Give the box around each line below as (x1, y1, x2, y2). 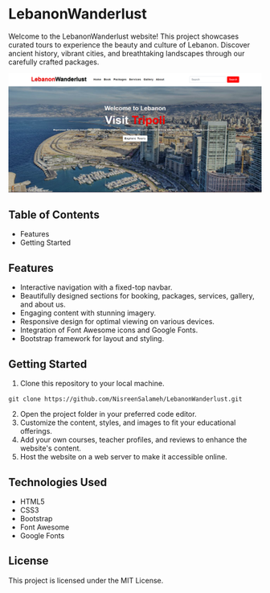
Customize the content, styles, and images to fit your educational (19, 418, 236, 427)
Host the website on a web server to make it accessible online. (19, 452, 227, 462)
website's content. (19, 443, 82, 453)
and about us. (19, 299, 66, 310)
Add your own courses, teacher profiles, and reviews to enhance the (19, 435, 247, 445)
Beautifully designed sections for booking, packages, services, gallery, (19, 291, 255, 301)
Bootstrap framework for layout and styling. (19, 334, 165, 344)
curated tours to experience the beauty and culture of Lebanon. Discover (8, 39, 251, 49)
